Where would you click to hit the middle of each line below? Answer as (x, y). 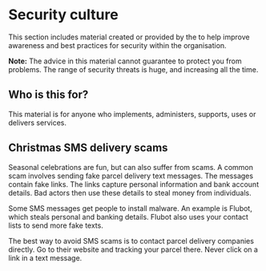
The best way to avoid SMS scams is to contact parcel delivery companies (131, 241)
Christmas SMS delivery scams (88, 148)
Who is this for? (48, 95)
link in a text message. (45, 257)
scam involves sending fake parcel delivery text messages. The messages (131, 176)
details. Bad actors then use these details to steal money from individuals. (130, 192)
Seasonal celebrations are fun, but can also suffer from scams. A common (131, 167)
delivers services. (37, 123)
